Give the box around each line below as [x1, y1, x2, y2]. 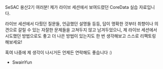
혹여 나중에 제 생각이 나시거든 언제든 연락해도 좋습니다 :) [5, 49, 112, 55]
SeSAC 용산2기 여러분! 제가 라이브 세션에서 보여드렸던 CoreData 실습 [5, 4, 138, 10]
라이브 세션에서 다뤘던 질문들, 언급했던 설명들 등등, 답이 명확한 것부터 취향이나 [5, 21, 154, 26]
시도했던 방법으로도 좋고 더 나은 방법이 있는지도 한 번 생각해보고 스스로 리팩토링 [5, 33, 156, 39]
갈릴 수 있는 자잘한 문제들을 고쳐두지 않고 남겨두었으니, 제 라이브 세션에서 [18, 27, 158, 33]
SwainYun [12, 59, 33, 65]
